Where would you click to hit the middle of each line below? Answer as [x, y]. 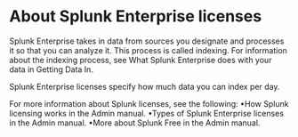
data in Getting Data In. [51, 69]
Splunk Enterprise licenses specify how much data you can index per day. [145, 86]
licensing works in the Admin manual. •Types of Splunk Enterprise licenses [147, 113]
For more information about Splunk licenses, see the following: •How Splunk [149, 103]
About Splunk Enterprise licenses [136, 16]
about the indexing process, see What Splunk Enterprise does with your [141, 60]
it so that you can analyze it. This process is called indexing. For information [148, 50]
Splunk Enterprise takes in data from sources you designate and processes [147, 41]
